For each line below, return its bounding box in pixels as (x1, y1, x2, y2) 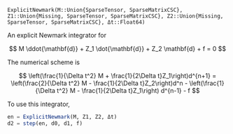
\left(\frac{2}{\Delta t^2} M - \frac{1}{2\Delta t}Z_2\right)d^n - (10, 79, 188, 87)
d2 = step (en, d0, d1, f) (7, 119, 83, 127)
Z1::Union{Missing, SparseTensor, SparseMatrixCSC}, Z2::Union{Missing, (7, 13, 224, 20)
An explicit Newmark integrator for (7, 31, 107, 39)
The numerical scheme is (7, 58, 80, 66)
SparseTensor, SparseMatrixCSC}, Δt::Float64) (7, 19, 146, 26)
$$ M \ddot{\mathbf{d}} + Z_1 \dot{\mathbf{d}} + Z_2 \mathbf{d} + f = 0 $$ (9, 45, 226, 52)
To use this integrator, (7, 100, 70, 108)
